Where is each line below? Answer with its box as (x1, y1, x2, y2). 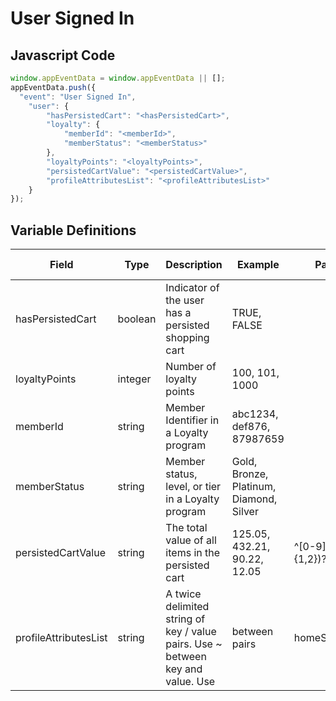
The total (165, 521, 208, 535)
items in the (165, 546, 221, 560)
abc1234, (231, 407, 279, 421)
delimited (165, 600, 210, 614)
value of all (165, 533, 217, 547)
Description (165, 258, 223, 272)
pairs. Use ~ (165, 637, 223, 651)
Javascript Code (10, 47, 116, 64)
